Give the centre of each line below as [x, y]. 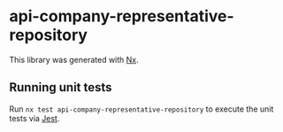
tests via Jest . [34, 118]
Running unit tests [61, 87]
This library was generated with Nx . [74, 59]
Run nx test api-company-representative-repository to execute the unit [141, 109]
